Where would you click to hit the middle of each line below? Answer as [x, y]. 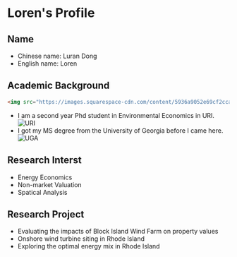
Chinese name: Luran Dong [57, 56]
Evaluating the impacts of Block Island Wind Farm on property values [118, 232]
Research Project [46, 214]
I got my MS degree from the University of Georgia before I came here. [120, 130]
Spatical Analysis [42, 192]
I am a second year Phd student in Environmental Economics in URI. [116, 115]
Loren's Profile [51, 13]
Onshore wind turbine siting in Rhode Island [81, 239]
